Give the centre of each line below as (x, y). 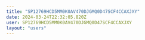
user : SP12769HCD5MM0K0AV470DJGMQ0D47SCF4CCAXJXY (69, 22)
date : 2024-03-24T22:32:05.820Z (46, 17)
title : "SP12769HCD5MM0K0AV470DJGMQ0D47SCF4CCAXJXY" (73, 11)
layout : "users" (26, 28)
